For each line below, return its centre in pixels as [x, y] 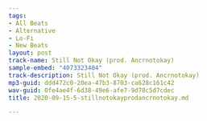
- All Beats [28, 23]
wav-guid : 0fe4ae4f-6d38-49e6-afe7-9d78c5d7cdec [91, 90]
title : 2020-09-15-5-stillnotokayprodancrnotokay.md [99, 98]
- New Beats [28, 46]
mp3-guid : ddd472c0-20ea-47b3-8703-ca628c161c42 [91, 83]
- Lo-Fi [21, 38]
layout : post [30, 53]
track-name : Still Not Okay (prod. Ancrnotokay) [91, 61]
